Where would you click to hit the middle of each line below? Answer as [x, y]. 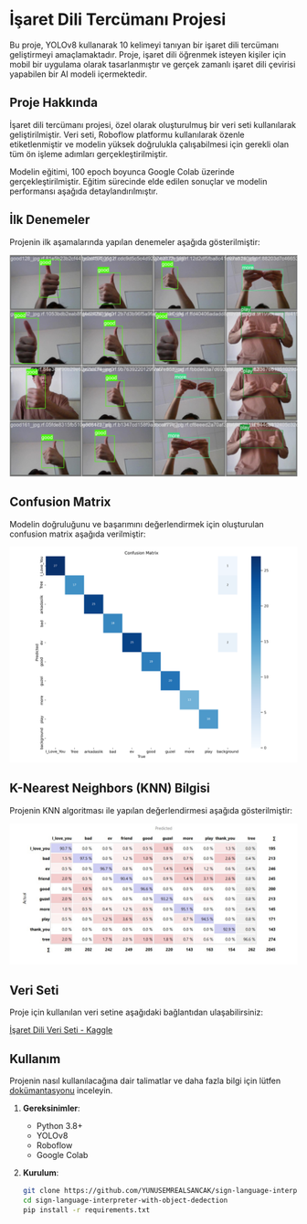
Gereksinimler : [51, 1108]
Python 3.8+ [60, 1126]
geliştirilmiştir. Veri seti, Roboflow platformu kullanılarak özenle [127, 134]
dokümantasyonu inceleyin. [61, 1091]
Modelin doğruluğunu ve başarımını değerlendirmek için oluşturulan [137, 524]
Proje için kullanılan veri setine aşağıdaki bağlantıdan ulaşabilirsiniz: [136, 1012]
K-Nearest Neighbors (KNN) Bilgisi [110, 788]
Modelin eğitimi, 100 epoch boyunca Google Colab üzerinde [122, 171]
